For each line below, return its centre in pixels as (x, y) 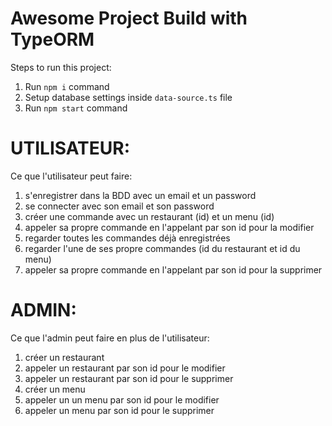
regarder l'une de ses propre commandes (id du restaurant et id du (162, 248)
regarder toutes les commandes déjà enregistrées (127, 238)
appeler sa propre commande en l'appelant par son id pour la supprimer (173, 269)
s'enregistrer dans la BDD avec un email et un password (140, 195)
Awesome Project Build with (129, 18)
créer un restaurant (64, 357)
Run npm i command (67, 86)
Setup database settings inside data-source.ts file (128, 97)
